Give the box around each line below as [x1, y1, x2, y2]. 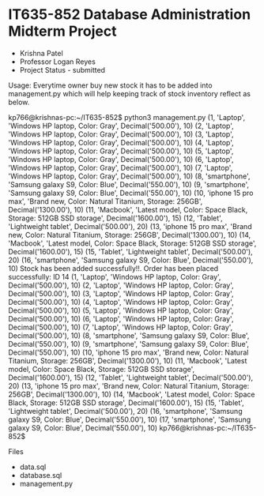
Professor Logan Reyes [19, 57, 96, 66]
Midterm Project [8, 22, 117, 40]
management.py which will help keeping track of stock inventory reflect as [8, 88, 251, 98]
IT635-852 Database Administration [8, 6, 251, 24]
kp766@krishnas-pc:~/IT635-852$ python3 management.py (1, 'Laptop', [8, 112, 246, 122]
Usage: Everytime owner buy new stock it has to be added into [8, 81, 213, 90]
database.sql [19, 470, 62, 479]
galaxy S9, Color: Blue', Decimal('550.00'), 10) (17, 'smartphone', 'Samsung [8, 415, 251, 424]
